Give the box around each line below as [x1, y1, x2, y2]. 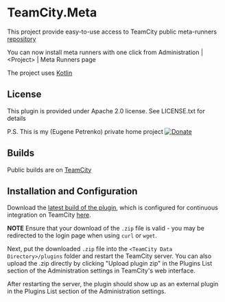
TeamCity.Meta [7, 5, 97, 21]
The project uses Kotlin [7, 69, 73, 77]
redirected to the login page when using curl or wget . [7, 231, 158, 240]
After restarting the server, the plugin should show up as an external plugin [7, 280, 219, 288]
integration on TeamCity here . [7, 211, 91, 219]
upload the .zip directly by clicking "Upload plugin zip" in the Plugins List [7, 259, 213, 268]
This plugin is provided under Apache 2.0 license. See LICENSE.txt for [7, 106, 206, 115]
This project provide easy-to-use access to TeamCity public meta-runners [7, 27, 217, 36]
